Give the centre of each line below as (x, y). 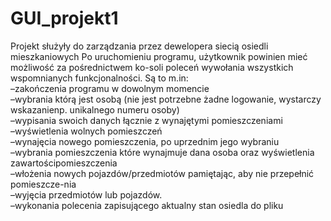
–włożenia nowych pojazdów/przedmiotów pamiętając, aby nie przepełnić (162, 173)
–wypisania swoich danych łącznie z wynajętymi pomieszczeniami (146, 120)
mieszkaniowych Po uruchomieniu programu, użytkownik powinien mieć (159, 56)
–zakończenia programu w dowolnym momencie (110, 88)
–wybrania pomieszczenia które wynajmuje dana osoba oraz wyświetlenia (162, 152)
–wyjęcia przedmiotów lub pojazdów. (86, 194)
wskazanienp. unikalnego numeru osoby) (95, 109)
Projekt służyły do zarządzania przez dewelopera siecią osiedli (139, 46)
